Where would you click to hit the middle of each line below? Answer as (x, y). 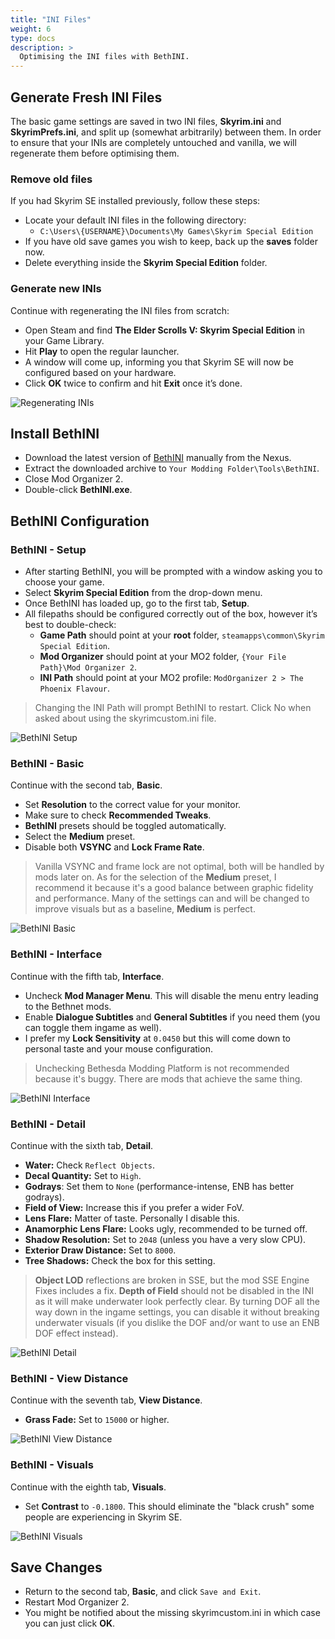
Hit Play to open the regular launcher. (102, 351)
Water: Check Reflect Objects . (90, 1165)
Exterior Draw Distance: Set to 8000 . (100, 1250)
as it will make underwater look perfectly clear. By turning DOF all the (177, 1301)
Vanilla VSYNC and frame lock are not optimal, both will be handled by (179, 867)
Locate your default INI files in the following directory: (135, 220)
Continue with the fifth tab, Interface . (87, 976)
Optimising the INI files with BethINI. (104, 57)
